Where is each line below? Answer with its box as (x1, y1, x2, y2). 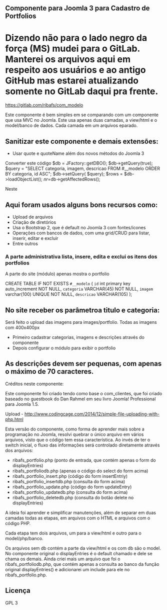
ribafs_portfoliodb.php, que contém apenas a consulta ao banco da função (5, 561, 159, 567)
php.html (5, 416, 23, 422)
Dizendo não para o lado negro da (5, 32, 147, 43)
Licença (5, 586, 31, 595)
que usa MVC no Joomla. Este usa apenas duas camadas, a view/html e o (5, 117, 157, 123)
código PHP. (5, 520, 31, 526)
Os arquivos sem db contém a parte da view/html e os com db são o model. (5, 545, 161, 551)
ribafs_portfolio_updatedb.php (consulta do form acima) (12, 489, 128, 495)
